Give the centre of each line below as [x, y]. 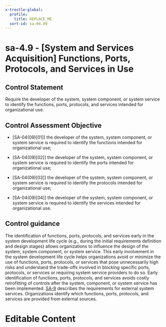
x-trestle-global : [24, 10]
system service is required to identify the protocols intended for [77, 183]
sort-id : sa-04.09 [29, 24]
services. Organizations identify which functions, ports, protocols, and [77, 293]
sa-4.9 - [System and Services [69, 48]
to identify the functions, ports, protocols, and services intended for [74, 105]
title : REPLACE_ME [33, 19]
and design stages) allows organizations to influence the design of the [77, 246]
